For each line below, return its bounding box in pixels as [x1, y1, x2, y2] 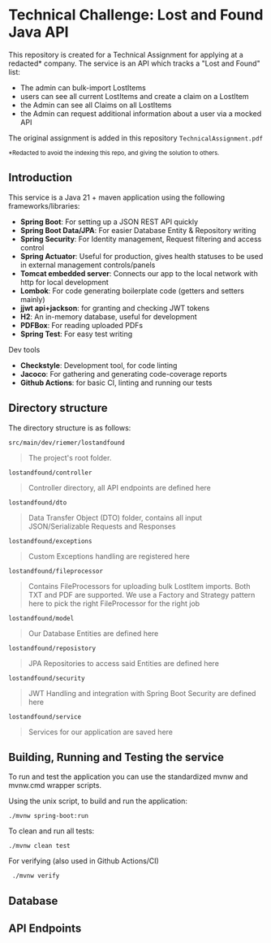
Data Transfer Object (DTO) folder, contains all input [28, 513, 203, 522]
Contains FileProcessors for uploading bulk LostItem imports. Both [28, 581, 251, 590]
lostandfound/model [8, 614, 75, 622]
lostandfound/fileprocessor [8, 567, 104, 575]
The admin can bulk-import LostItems [19, 83, 146, 93]
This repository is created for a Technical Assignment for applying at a [8, 50, 243, 59]
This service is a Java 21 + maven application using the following [8, 192, 226, 202]
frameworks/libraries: [8, 201, 80, 210]
